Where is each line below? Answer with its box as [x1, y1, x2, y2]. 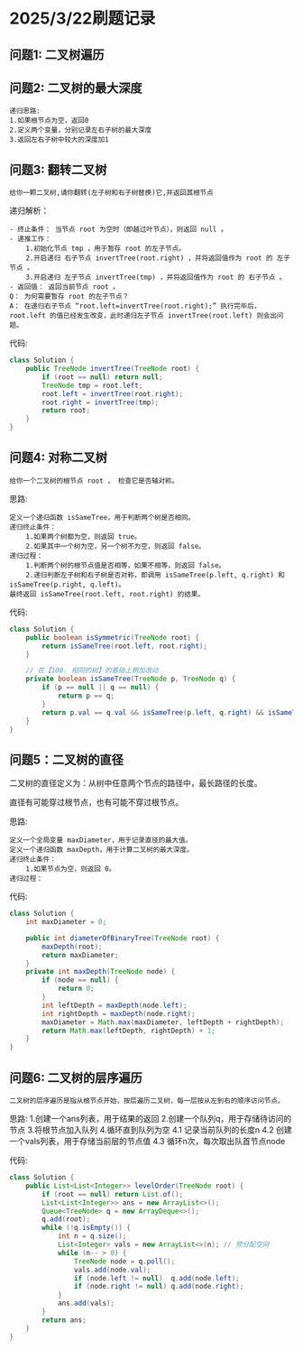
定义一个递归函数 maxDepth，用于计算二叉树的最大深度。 [9, 846, 194, 855]
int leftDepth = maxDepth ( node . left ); [41, 1001, 188, 1010]
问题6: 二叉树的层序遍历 [9, 1070, 142, 1086]
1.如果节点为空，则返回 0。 [25, 865, 116, 874]
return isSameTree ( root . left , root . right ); [41, 642, 207, 651]
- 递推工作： [9, 235, 51, 244]
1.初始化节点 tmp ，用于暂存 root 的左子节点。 [25, 245, 186, 254]
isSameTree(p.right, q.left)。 [9, 579, 126, 589]
